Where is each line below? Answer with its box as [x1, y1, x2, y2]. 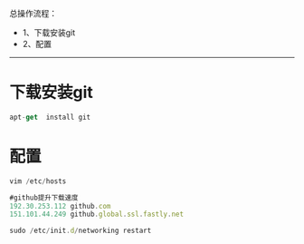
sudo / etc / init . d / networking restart [9, 226, 152, 236]
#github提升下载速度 [9, 193, 79, 202]
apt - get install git [9, 112, 91, 122]
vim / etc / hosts [9, 176, 67, 186]
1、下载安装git [22, 27, 76, 38]
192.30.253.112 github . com [9, 201, 111, 210]
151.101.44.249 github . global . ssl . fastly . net [9, 210, 184, 220]
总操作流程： [9, 8, 57, 18]
